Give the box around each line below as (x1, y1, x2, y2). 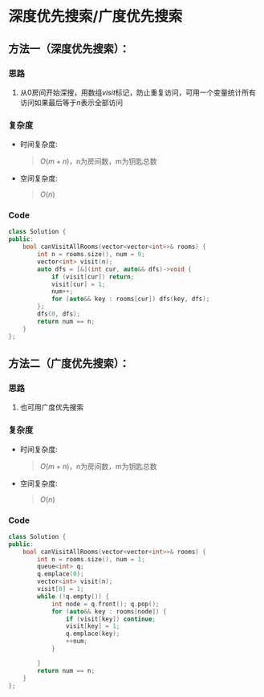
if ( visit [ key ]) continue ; (65, 615, 156, 623)
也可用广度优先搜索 (19, 402, 84, 412)
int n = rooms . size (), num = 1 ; (37, 555, 146, 563)
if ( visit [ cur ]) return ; (51, 272, 135, 281)
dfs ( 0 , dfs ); (37, 310, 81, 318)
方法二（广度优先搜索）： (8, 357, 130, 370)
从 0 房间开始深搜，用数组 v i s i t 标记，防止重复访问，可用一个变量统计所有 (19, 88, 257, 97)
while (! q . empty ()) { (37, 592, 110, 601)
